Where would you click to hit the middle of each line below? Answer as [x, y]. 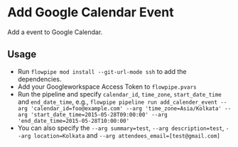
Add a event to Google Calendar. [55, 32]
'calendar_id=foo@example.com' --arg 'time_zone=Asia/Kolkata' [126, 108]
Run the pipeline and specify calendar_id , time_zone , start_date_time [119, 94]
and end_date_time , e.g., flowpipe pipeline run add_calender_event [118, 102]
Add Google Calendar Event [91, 12]
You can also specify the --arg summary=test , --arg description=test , [121, 128]
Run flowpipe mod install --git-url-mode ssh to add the [102, 71]
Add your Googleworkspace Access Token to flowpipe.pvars [107, 87]
